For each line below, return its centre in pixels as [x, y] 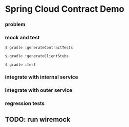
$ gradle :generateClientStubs [37, 56]
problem [15, 25]
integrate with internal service [42, 77]
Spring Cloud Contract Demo [65, 9]
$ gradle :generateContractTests [39, 48]
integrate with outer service [39, 90]
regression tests [25, 103]
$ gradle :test [21, 65]
